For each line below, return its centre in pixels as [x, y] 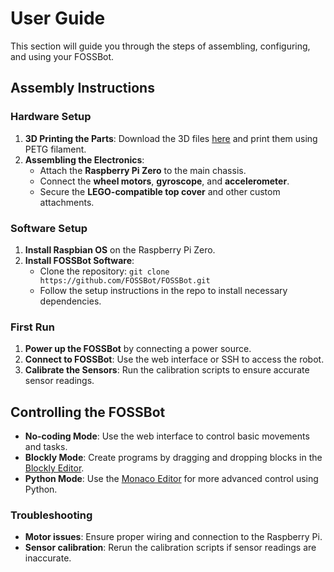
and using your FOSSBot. [62, 56]
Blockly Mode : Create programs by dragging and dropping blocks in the [173, 458]
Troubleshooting [51, 515]
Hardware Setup [51, 117]
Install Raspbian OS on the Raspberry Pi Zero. [120, 249]
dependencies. [70, 301]
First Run [32, 327]
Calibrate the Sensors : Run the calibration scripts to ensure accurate [167, 370]
